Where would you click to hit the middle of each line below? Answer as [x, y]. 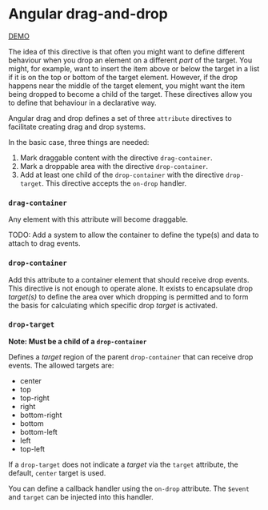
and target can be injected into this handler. [81, 496]
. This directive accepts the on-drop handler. [114, 183]
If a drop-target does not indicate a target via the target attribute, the [123, 464]
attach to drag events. [44, 243]
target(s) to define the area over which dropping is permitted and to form [128, 296]
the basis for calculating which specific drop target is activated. [113, 305]
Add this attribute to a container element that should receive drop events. [129, 279]
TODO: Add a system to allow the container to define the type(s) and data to [134, 235]
